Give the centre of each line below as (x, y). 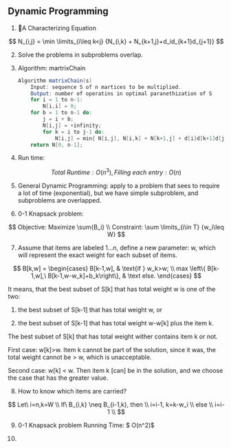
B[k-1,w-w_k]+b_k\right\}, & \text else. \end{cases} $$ (125, 276)
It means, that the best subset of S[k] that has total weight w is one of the (112, 289)
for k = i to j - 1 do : (74, 132)
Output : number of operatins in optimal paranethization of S (121, 93)
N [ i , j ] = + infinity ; (72, 125)
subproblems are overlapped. (59, 201)
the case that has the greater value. (58, 378)
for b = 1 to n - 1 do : (61, 113)
